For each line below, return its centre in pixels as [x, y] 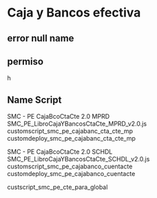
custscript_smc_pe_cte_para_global [57, 187]
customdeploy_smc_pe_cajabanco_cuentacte [71, 174]
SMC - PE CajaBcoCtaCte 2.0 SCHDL [60, 152]
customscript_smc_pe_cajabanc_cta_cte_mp [70, 131]
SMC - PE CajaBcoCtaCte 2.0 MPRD [59, 117]
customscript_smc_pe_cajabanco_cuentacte [70, 166]
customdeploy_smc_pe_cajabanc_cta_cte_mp [72, 139]
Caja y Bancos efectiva [74, 13]
